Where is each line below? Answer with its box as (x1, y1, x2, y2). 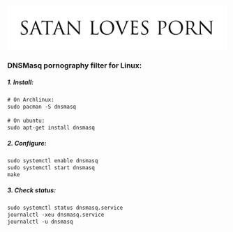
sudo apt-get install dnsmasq (7, 124, 96, 132)
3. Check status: (7, 186, 57, 194)
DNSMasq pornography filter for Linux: (7, 61, 142, 70)
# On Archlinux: (7, 96, 54, 104)
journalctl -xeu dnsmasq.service (7, 211, 105, 219)
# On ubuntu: (7, 117, 45, 125)
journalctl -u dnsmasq (7, 218, 73, 226)
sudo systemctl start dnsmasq (7, 164, 96, 171)
